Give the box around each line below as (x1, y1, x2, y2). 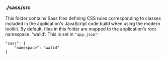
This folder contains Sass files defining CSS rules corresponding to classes (5, 15, 161, 21)
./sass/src (5, 4, 31, 11)
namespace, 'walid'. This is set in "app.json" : (5, 31, 99, 37)
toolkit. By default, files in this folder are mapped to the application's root (5, 26, 156, 32)
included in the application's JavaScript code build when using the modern (5, 20, 160, 26)
